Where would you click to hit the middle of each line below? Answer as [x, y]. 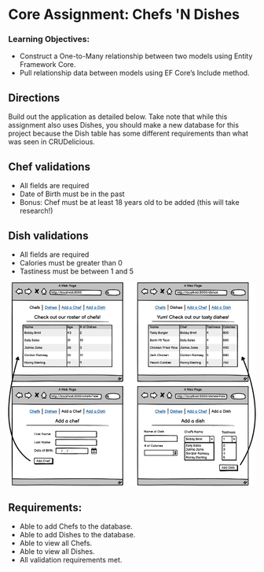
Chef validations [49, 167]
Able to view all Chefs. [56, 543]
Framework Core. [48, 65]
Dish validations [48, 235]
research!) [36, 211]
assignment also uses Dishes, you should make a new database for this [124, 125]
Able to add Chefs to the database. [76, 526]
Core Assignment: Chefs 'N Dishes [124, 15]
